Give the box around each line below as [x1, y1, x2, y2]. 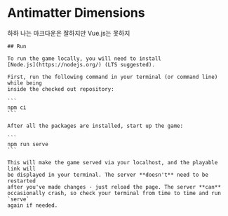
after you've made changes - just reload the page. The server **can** [7, 183, 221, 190]
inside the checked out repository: [7, 85, 114, 92]
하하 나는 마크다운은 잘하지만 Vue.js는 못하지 [7, 29, 130, 37]
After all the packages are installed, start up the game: [7, 122, 184, 129]
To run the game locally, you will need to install [7, 55, 161, 62]
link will [7, 165, 36, 172]
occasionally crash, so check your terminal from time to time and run [7, 189, 221, 196]
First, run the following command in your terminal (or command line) [7, 73, 218, 80]
